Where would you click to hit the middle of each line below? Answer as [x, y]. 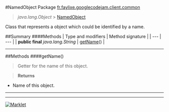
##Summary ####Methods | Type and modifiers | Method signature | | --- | [83, 36]
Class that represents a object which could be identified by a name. [75, 27]
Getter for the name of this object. [53, 66]
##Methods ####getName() [34, 56]
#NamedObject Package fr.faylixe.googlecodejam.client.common [73, 7]
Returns [26, 76]
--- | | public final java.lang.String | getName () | [55, 42]
